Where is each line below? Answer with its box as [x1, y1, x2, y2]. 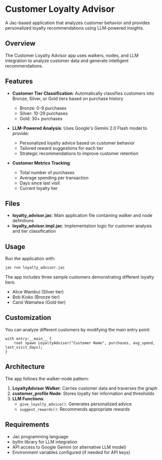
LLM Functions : [12, 395, 45, 401]
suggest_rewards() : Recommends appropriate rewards [19, 406, 130, 412]
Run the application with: [5, 255, 56, 262]
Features [5, 77, 33, 86]
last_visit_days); [5, 345, 43, 350]
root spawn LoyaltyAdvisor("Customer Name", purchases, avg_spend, [14, 340, 155, 346]
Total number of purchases [19, 169, 75, 176]
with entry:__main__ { [5, 336, 52, 341]
